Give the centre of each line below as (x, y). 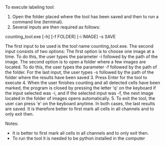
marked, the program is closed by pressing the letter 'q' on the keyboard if (81, 88)
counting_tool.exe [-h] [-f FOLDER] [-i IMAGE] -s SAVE (60, 37)
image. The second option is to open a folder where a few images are (76, 62)
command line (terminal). (38, 22)
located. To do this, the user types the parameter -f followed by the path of (81, 67)
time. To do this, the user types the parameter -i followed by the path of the (82, 57)
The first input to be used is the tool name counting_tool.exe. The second (79, 46)
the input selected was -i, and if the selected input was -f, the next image (79, 93)
